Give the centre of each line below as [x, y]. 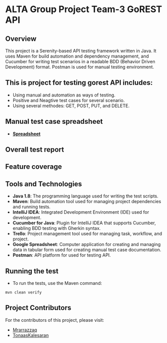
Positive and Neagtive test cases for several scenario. [69, 100]
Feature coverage [34, 167]
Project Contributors [38, 308]
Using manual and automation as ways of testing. [64, 95]
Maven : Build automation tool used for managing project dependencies [87, 202]
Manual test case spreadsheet [54, 121]
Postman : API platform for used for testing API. [62, 255]
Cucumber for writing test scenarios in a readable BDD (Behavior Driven [80, 61]
